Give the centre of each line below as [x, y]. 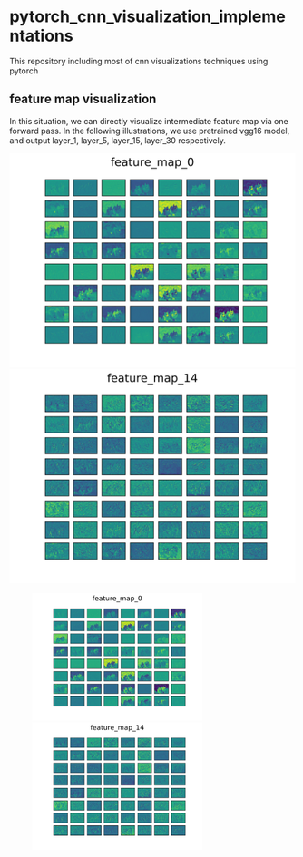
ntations [42, 36]
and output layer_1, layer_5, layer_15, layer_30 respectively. [118, 140]
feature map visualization [83, 99]
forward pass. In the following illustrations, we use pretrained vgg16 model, [150, 131]
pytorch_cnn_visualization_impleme [147, 17]
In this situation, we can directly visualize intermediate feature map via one [149, 121]
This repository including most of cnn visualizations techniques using [139, 61]
